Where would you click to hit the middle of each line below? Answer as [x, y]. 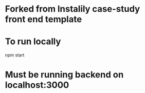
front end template [44, 19]
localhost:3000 [37, 85]
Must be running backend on [64, 75]
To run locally [33, 42]
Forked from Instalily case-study [72, 9]
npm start [15, 55]
